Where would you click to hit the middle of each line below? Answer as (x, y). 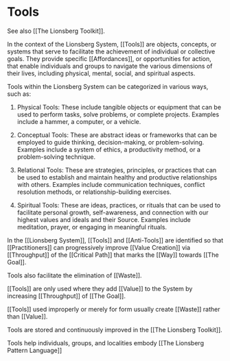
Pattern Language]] (35, 350)
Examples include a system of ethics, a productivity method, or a (109, 149)
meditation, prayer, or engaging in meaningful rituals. (92, 227)
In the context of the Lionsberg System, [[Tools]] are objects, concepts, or (112, 44)
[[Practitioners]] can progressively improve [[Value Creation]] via (99, 247)
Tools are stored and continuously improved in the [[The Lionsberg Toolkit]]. (115, 329)
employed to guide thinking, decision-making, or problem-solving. (111, 142)
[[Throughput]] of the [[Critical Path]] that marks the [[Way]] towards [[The (113, 255)
